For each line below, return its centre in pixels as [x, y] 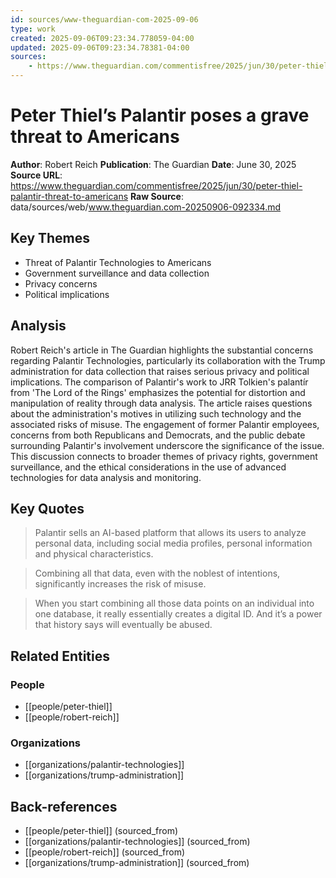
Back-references [64, 806]
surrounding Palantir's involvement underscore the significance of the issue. [167, 445]
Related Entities [60, 656]
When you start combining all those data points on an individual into [174, 603]
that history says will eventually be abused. [123, 625]
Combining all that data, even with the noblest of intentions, [157, 573]
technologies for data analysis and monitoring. [106, 477]
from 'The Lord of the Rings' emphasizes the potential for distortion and [158, 392]
